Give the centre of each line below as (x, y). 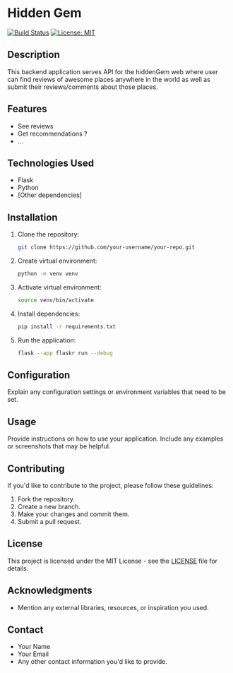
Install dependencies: (49, 314)
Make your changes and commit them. (73, 514)
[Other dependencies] (50, 195)
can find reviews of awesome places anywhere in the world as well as (109, 79)
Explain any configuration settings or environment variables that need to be (116, 392)
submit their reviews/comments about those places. (83, 87)
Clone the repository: (48, 234)
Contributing (36, 469)
